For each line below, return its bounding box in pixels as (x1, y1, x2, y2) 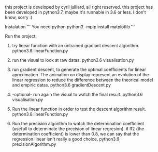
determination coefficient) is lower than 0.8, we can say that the (12, 131, 139, 136)
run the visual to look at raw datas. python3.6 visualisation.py (12, 57, 134, 63)
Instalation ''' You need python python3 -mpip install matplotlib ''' (5, 24, 135, 30)
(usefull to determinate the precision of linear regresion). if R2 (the (12, 126, 144, 132)
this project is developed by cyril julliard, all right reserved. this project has (5, 4, 153, 10)
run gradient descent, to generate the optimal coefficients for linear (12, 67, 146, 72)
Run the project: (5, 34, 37, 39)
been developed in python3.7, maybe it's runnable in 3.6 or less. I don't (5, 9, 146, 15)
